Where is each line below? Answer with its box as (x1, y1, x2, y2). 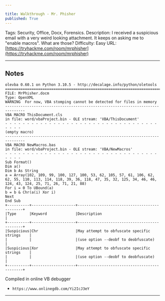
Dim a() (5, 164, 21, 169)
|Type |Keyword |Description (5, 211, 102, 216)
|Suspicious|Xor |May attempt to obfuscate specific (5, 246, 151, 251)
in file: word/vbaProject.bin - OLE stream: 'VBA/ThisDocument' (5, 117, 139, 122)
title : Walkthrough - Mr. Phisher (5, 11, 76, 16)
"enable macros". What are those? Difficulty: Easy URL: (5, 40, 117, 46)
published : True (5, 16, 38, 21)
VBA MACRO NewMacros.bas (5, 143, 56, 148)
